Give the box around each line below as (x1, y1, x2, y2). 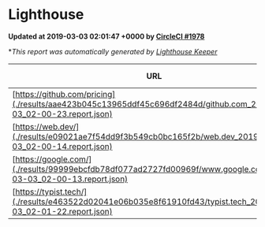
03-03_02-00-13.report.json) (12, 173, 129, 184)
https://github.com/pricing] (15, 88, 116, 99)
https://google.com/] (15, 154, 92, 165)
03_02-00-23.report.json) (12, 108, 113, 119)
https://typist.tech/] (15, 186, 88, 197)
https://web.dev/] (15, 121, 80, 132)
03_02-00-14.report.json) (12, 140, 113, 151)
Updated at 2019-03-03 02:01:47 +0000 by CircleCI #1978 (8, 32, 205, 41)
